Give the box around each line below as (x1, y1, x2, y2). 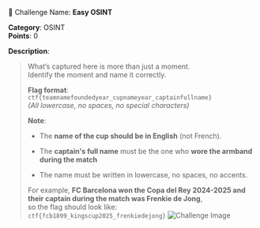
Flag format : (27, 85, 69, 95)
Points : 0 (8, 32, 38, 40)
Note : (27, 116, 47, 125)
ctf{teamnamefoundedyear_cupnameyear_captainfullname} (27, 94, 213, 102)
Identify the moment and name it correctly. (27, 70, 167, 79)
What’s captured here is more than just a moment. (27, 62, 190, 71)
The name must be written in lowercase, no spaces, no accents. (39, 170, 248, 179)
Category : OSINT (8, 23, 66, 32)
